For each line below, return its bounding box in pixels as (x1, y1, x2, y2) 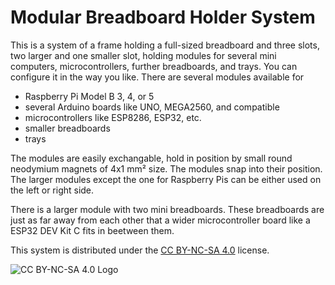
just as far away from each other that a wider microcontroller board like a (10, 214, 311, 226)
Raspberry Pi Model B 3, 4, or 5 (24, 90, 155, 102)
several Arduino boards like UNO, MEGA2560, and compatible (24, 101, 280, 113)
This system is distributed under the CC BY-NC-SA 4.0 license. (10, 244, 270, 256)
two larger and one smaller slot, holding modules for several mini (10, 49, 277, 61)
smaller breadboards (24, 122, 111, 134)
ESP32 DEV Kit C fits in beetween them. (10, 224, 175, 236)
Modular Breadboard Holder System (10, 6, 316, 29)
